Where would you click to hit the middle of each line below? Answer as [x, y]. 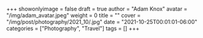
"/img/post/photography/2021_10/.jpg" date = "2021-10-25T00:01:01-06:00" [102, 22]
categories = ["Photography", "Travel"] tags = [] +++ [73, 28]
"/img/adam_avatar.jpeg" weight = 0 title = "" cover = [74, 15]
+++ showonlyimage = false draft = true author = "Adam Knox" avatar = [97, 9]
